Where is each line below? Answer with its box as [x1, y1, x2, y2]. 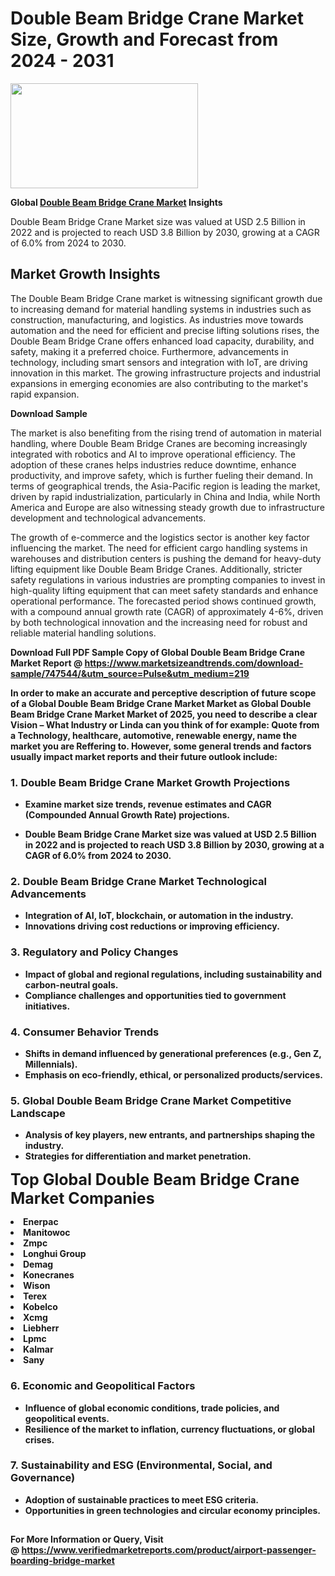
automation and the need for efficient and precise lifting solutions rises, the [10, 324, 320, 336]
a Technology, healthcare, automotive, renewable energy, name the [10, 729, 298, 741]
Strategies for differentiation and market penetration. [24, 1150, 252, 1162]
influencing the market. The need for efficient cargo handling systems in [10, 542, 308, 554]
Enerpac [23, 1216, 59, 1228]
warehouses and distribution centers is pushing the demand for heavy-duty [10, 552, 322, 564]
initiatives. [24, 1000, 71, 1012]
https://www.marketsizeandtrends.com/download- [84, 657, 304, 669]
